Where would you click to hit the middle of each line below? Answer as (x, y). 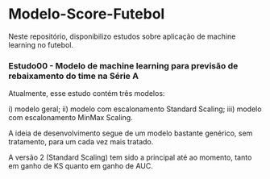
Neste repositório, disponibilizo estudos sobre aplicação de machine (122, 36)
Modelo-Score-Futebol (87, 14)
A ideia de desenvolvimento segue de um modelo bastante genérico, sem (131, 133)
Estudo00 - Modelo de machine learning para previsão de (123, 65)
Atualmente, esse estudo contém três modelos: (87, 94)
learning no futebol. (41, 44)
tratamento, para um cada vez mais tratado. (81, 142)
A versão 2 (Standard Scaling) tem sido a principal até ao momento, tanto (130, 157)
